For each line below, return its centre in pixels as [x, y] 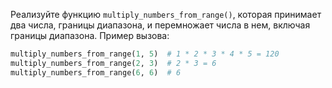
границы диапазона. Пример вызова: [90, 35]
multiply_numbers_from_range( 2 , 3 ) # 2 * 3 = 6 [113, 63]
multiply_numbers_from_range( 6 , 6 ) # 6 [96, 72]
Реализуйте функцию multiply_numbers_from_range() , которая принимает [166, 14]
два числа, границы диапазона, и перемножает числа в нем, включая [160, 25]
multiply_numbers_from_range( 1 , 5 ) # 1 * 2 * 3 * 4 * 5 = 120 [145, 54]
